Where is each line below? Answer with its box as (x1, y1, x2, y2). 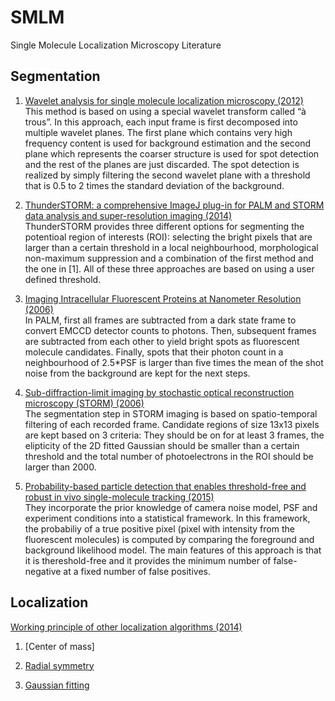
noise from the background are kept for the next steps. (24, 367, 251, 379)
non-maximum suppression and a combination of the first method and (24, 252, 314, 264)
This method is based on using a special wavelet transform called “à (24, 105, 307, 117)
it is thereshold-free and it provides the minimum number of (24, 554, 272, 566)
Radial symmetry (24, 659, 95, 671)
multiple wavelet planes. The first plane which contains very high (24, 126, 293, 138)
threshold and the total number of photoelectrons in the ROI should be (24, 450, 314, 462)
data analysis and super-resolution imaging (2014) (24, 209, 233, 221)
